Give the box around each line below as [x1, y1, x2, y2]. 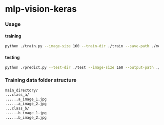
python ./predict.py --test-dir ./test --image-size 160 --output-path [5, 65, 154, 70]
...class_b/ [5, 106, 29, 111]
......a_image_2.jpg [5, 102, 47, 106]
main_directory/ [5, 88, 38, 93]
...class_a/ [5, 92, 29, 97]
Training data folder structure [5, 77, 77, 83]
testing [5, 54, 20, 60]
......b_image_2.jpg [5, 115, 47, 120]
